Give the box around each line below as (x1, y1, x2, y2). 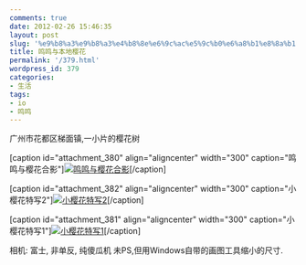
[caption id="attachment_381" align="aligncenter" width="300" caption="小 (9, 214, 295, 225)
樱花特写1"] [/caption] (9, 226, 142, 237)
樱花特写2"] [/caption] (9, 195, 144, 206)
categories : (9, 73, 55, 82)
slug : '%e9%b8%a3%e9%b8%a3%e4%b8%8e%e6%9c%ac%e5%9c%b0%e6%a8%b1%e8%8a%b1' (9, 38, 301, 48)
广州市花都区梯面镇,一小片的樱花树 (9, 133, 141, 144)
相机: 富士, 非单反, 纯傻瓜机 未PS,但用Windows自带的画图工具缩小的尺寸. (9, 245, 283, 256)
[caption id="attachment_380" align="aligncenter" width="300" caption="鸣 (9, 153, 297, 164)
